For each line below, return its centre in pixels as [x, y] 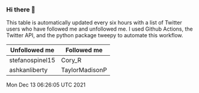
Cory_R [71, 61]
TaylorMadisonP [84, 70]
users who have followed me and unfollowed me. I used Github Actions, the [100, 29]
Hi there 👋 [21, 10]
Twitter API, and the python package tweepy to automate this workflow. [95, 35]
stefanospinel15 [32, 61]
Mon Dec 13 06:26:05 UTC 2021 [46, 85]
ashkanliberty [29, 70]
